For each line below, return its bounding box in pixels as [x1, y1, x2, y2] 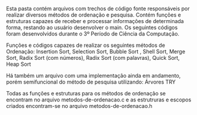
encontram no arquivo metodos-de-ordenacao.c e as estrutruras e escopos [6, 96, 192, 103]
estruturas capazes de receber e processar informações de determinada [6, 18, 184, 24]
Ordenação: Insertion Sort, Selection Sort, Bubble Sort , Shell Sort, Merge [6, 48, 186, 55]
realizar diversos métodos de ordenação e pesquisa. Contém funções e [6, 11, 181, 18]
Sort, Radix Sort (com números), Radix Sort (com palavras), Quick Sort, [6, 55, 180, 61]
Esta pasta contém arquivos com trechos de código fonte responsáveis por [6, 5, 190, 12]
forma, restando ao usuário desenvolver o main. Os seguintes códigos [6, 24, 178, 31]
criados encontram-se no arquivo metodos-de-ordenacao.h [6, 103, 152, 109]
